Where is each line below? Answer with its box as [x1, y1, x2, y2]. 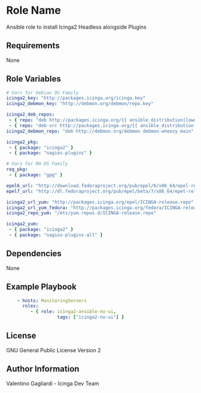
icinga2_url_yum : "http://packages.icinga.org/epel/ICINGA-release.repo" [6, 199, 194, 205]
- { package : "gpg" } [8, 172, 63, 178]
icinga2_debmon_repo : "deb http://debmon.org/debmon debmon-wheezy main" [6, 128, 194, 134]
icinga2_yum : [6, 221, 39, 227]
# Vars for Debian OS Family [6, 90, 79, 96]
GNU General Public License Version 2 [6, 346, 101, 354]
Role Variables [6, 74, 61, 84]
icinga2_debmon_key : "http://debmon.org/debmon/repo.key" [6, 101, 154, 107]
